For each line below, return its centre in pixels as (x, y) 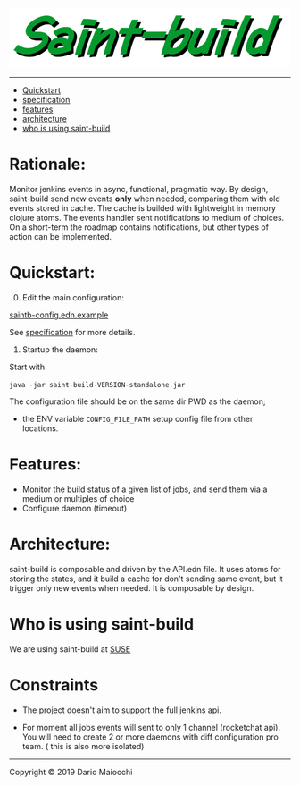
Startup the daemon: (60, 350)
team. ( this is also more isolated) (83, 746)
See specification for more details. (72, 333)
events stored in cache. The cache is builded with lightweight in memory (143, 208)
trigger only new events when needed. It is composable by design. (132, 588)
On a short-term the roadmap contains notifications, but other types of (139, 227)
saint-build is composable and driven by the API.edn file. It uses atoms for (145, 569)
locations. (40, 428)
